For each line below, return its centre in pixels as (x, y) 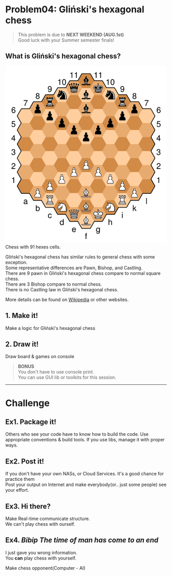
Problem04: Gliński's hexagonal (75, 10)
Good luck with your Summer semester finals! (66, 40)
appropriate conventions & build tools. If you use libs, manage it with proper (85, 440)
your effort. (17, 490)
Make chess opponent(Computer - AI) (45, 568)
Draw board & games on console (40, 357)
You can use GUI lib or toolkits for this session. (67, 377)
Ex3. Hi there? (28, 506)
